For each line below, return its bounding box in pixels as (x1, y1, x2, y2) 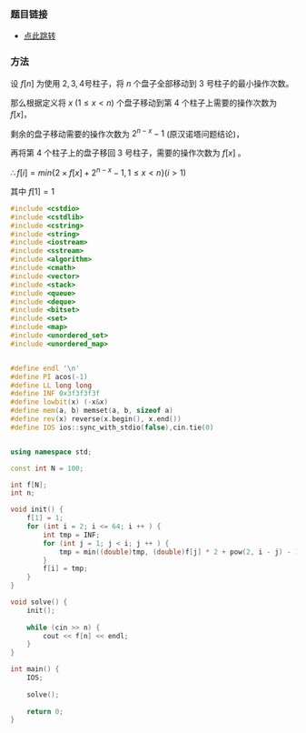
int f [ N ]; (10, 480, 48, 489)
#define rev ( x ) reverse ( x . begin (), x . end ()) (10, 415, 182, 424)
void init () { (10, 505, 64, 515)
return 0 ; (26, 707, 64, 716)
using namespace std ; (10, 447, 93, 457)
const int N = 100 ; (10, 464, 84, 473)
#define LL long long (10, 380, 93, 390)
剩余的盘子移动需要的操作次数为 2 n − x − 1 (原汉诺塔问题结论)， (10, 126, 244, 139)
